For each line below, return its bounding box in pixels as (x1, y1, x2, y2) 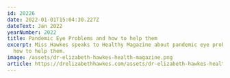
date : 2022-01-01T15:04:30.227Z (7, 16, 99, 23)
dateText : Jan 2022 (7, 22, 63, 29)
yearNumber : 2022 (7, 28, 57, 36)
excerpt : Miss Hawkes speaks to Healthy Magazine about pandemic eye (7, 41, 210, 48)
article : (7, 60, 32, 67)
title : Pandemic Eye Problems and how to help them (7, 35, 157, 42)
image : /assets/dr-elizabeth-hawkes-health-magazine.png (7, 54, 173, 61)
